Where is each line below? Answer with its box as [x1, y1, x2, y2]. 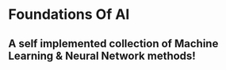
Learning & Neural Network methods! [8, 49, 196, 62]
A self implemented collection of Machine [8, 37, 219, 50]
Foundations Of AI [8, 6, 130, 24]
